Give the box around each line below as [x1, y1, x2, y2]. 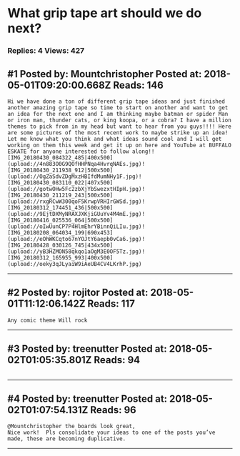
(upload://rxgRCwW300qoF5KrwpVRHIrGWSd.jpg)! [7, 198, 145, 205]
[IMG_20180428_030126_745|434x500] [7, 242, 114, 249]
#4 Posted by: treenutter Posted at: [7, 392, 168, 405]
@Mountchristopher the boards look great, [7, 423, 136, 430]
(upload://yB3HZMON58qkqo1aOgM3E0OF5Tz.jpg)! [7, 248, 145, 255]
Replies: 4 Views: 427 [7, 46, 85, 56]
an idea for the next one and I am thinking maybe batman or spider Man [7, 110, 229, 117]
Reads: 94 [94, 354, 141, 366]
